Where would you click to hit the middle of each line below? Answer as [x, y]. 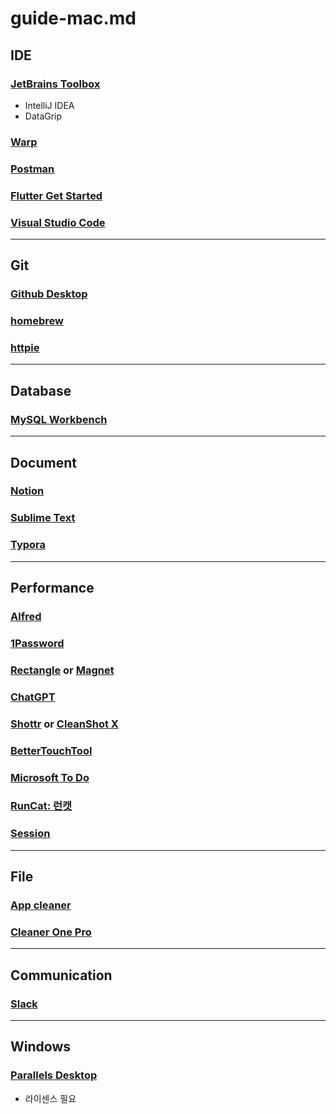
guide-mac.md [73, 18]
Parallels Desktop [54, 1075]
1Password [37, 643]
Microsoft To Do [50, 777]
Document [43, 462]
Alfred [26, 616]
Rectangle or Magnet [62, 670]
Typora [28, 545]
